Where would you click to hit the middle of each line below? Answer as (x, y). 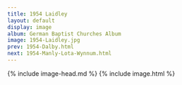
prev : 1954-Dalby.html (41, 47)
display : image (30, 27)
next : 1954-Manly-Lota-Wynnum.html (60, 54)
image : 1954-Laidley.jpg (44, 40)
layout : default (31, 21)
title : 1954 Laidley (38, 14)
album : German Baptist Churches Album (64, 34)
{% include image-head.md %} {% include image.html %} (91, 73)
